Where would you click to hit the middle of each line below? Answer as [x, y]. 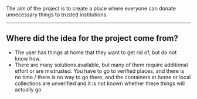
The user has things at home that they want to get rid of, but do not [96, 52]
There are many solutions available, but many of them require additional [101, 65]
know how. [28, 58]
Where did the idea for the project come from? [92, 38]
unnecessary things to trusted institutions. [57, 15]
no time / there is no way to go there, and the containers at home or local [103, 77]
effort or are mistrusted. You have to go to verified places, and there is [99, 71]
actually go [28, 89]
